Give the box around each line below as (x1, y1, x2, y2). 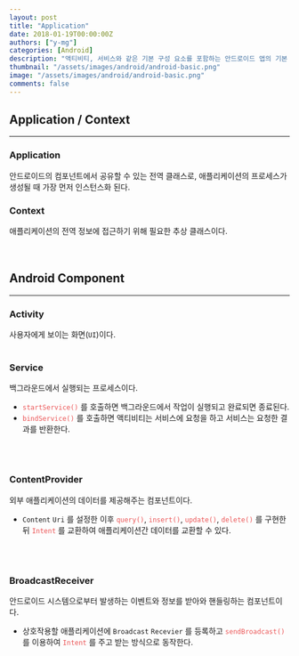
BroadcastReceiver (9, 574, 94, 587)
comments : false (9, 79, 69, 88)
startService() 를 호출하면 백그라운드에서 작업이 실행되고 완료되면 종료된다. (21, 401, 290, 412)
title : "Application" (9, 21, 90, 30)
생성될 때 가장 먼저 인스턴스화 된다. (9, 182, 131, 192)
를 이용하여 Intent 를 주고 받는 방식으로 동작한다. (21, 637, 194, 648)
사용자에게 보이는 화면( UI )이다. (9, 329, 117, 340)
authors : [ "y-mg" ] (9, 37, 77, 47)
